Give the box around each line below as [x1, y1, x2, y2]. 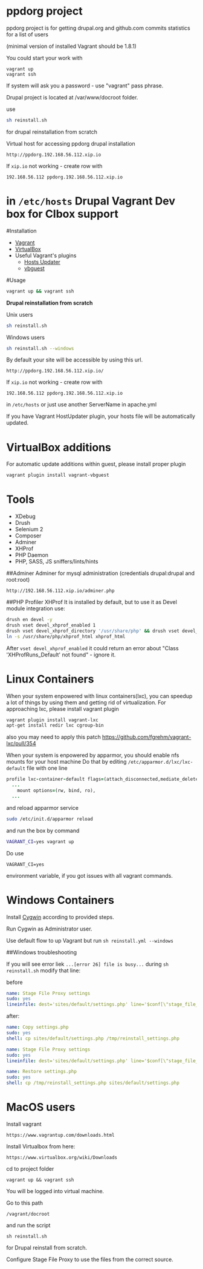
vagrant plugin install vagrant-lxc [6, 717, 98, 723]
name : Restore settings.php [6, 1069, 77, 1075]
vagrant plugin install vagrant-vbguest [6, 472, 110, 479]
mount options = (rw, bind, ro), [17, 787, 96, 794]
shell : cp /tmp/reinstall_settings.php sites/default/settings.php [6, 1080, 180, 1086]
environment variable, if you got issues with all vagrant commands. [6, 872, 173, 879]
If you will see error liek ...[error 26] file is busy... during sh [6, 960, 169, 968]
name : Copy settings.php [6, 1024, 69, 1031]
